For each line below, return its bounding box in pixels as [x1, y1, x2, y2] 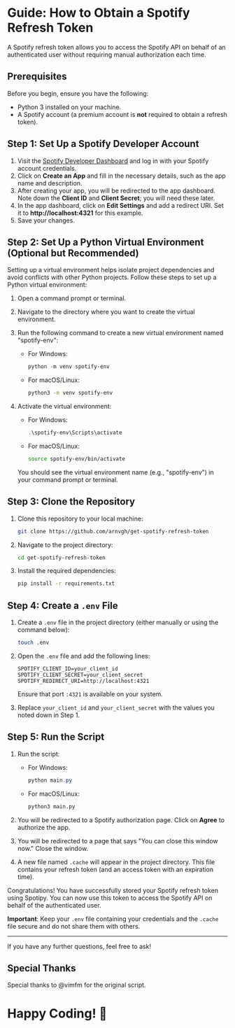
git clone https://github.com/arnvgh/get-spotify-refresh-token [17, 528, 209, 535]
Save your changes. [17, 216, 76, 225]
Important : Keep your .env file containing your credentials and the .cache [7, 915, 219, 923]
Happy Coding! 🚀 [7, 1006, 108, 1021]
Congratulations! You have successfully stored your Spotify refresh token [7, 886, 219, 894]
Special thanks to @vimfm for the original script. [7, 981, 146, 990]
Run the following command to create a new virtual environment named [17, 329, 224, 337]
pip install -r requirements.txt [17, 580, 115, 587]
